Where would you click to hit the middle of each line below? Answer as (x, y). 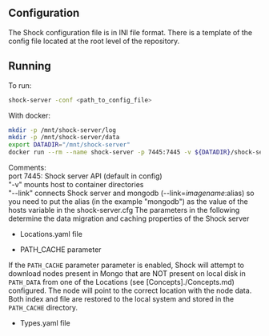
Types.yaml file (45, 323)
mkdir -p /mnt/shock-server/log (62, 130)
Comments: (27, 168)
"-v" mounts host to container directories (76, 184)
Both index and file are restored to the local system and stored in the (121, 299)
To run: (20, 85)
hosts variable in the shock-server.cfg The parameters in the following (124, 210)
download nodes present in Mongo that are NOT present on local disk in (127, 274)
